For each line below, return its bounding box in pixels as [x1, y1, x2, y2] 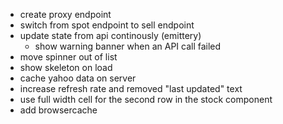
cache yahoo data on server [19, 72, 137, 84]
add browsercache [19, 104, 98, 116]
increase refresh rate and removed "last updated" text [19, 83, 243, 94]
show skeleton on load [19, 62, 113, 73]
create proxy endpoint [19, 9, 112, 20]
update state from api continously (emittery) [19, 30, 202, 41]
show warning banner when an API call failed [34, 40, 222, 52]
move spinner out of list [19, 51, 118, 63]
